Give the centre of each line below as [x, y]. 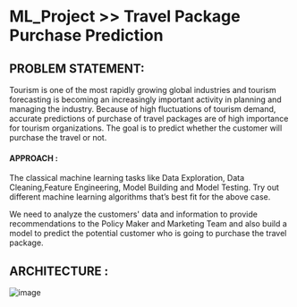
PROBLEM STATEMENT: [77, 68]
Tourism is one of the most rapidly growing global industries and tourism [143, 90]
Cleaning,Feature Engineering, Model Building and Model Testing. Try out [144, 188]
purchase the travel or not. [58, 137]
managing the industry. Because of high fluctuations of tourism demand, [143, 109]
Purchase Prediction [86, 35]
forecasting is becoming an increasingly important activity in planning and [145, 99]
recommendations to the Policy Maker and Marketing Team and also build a [148, 224]
